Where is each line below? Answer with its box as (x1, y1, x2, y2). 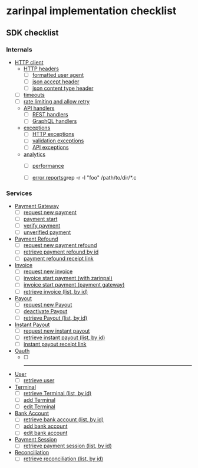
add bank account (23, 422, 68, 430)
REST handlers (32, 111, 68, 118)
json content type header (32, 84, 94, 92)
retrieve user (23, 376, 55, 383)
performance (32, 162, 64, 169)
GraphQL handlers (32, 118, 77, 125)
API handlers (23, 105, 55, 112)
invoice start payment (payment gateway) (23, 281, 125, 288)
